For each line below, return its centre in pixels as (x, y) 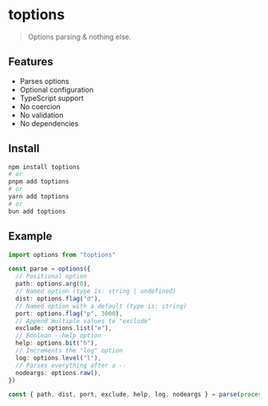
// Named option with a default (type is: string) (101, 306)
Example (30, 237)
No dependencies (49, 123)
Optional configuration (57, 89)
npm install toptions (44, 167)
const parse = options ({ (49, 269)
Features (31, 62)
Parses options (44, 81)
